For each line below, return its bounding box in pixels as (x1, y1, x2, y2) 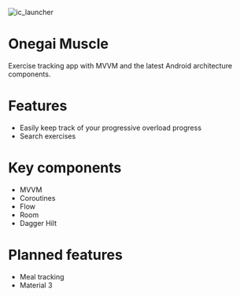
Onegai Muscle (8, 35, 109, 53)
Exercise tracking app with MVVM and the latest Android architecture (8, 61, 233, 70)
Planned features (8, 246, 124, 264)
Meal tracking (19, 272, 65, 281)
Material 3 (19, 280, 53, 290)
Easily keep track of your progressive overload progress (19, 123, 202, 132)
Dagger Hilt (19, 218, 57, 228)
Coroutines (19, 193, 56, 202)
